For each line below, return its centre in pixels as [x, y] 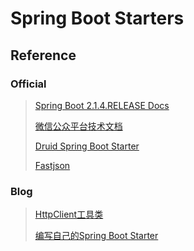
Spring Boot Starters [97, 18]
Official [28, 84]
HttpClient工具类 [69, 214]
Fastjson [52, 165]
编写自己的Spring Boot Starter [96, 236]
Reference [43, 55]
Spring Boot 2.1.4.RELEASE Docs [102, 105]
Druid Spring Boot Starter [87, 146]
